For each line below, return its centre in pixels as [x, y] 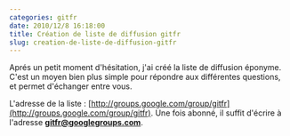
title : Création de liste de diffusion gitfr [95, 34]
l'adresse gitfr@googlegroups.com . [77, 123]
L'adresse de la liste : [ [50, 104]
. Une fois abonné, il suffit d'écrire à [216, 113]
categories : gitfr [43, 17]
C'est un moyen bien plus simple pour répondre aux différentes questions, [145, 77]
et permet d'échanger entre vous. [71, 86]
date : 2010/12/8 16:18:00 [57, 26]
